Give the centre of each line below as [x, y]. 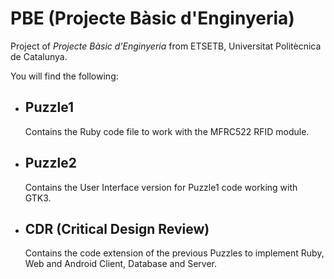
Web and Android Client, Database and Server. [121, 264]
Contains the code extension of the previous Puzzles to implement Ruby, [174, 253]
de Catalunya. [39, 56]
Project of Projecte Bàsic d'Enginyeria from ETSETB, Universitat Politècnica [166, 46]
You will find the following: [64, 76]
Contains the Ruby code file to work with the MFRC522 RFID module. [167, 131]
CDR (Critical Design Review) [117, 228]
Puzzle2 [50, 163]
